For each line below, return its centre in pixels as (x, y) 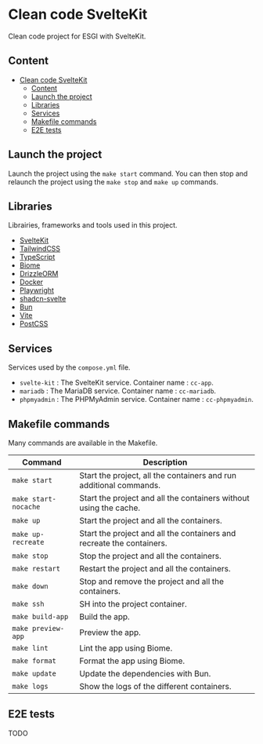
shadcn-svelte (43, 299)
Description (165, 462)
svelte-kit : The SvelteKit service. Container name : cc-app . (116, 383)
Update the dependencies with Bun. (145, 674)
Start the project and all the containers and (158, 533)
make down (30, 586)
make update (34, 674)
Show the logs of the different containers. (156, 686)
